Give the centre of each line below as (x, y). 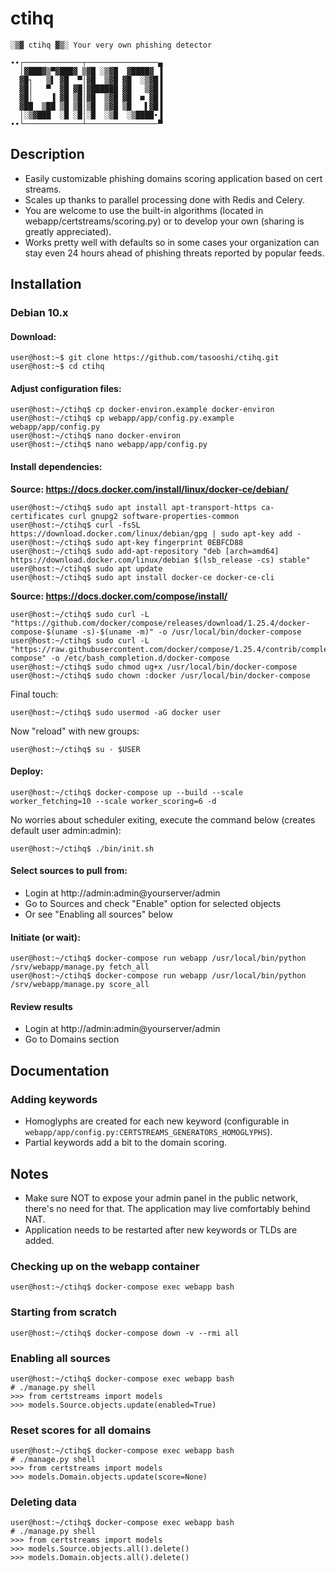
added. (39, 1240)
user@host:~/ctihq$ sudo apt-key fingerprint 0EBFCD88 (127, 542)
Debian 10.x (39, 313)
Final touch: (34, 694)
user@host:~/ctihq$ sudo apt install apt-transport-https (133, 507)
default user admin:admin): (66, 830)
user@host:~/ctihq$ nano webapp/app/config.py (109, 445)
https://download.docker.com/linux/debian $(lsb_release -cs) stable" (160, 560)
